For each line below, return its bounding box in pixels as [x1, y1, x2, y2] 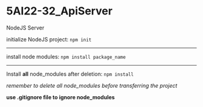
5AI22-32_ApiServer [6, 4, 113, 18]
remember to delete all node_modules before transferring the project [6, 82, 178, 89]
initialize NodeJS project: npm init [6, 35, 92, 43]
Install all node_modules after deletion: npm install [6, 70, 134, 78]
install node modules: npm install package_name [6, 53, 126, 60]
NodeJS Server [6, 24, 45, 31]
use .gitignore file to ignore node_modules [6, 93, 115, 100]
